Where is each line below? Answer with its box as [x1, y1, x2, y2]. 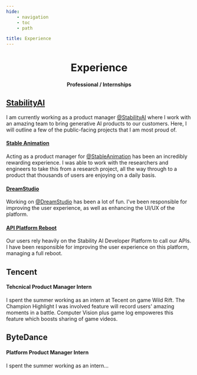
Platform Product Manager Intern [6, 348, 89, 356]
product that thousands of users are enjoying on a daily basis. [6, 172, 156, 179]
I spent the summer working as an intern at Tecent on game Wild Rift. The [6, 296, 185, 304]
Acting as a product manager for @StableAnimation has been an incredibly [6, 153, 188, 160]
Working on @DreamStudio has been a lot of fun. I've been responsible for [6, 198, 188, 205]
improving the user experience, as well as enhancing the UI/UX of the [6, 205, 175, 212]
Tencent [6, 267, 37, 277]
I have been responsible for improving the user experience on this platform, [6, 244, 189, 251]
